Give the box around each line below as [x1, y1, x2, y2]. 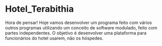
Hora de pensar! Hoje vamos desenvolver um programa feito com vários [5, 20, 152, 25]
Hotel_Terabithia [5, 3, 74, 15]
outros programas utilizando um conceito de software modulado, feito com [5, 24, 158, 30]
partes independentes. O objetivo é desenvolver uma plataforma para [5, 30, 147, 36]
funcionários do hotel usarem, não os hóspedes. [5, 35, 104, 41]
